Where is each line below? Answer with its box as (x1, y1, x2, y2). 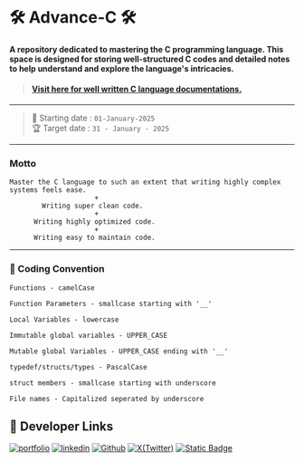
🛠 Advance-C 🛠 (9, 7, 137, 28)
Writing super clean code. (42, 201, 144, 211)
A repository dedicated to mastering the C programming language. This (9, 43, 284, 54)
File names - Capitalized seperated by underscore (9, 394, 204, 403)
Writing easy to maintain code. (33, 233, 156, 243)
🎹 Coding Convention (9, 263, 106, 275)
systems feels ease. (9, 186, 88, 195)
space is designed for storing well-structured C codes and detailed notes (9, 53, 290, 64)
